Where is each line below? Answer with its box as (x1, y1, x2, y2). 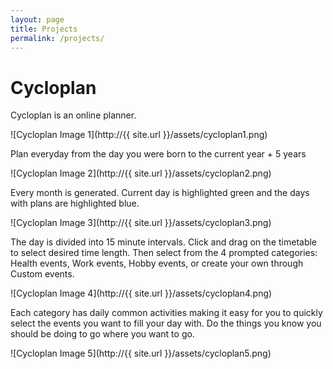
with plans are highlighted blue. (10, 197, 140, 210)
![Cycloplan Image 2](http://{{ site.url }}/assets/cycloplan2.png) (10, 167, 272, 180)
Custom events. (10, 268, 75, 280)
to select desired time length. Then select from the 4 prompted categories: (10, 247, 318, 259)
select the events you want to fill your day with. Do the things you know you (10, 317, 322, 330)
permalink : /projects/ (10, 33, 105, 43)
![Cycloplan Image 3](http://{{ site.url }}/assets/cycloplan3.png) (10, 217, 272, 229)
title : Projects (10, 24, 78, 34)
